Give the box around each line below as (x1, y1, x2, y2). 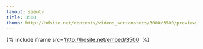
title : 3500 (6, 14, 36, 20)
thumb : (6, 20, 23, 26)
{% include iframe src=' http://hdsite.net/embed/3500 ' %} (6, 36, 150, 44)
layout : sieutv (6, 8, 45, 15)
